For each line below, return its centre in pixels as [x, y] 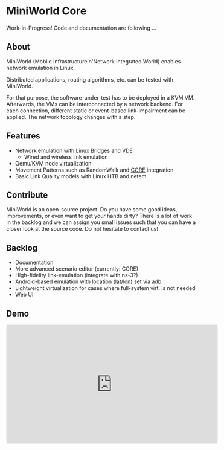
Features [23, 136]
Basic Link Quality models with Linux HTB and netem [81, 176]
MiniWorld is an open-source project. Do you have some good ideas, [92, 210]
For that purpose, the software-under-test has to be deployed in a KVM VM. [101, 97]
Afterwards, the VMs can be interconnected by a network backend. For [94, 104]
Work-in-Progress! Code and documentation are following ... [82, 28]
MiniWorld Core [46, 11]
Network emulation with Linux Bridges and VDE [74, 150]
